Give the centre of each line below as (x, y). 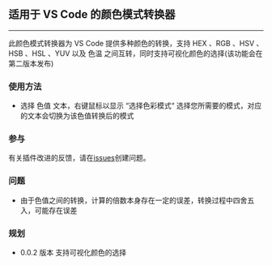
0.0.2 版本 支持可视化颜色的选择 (73, 252)
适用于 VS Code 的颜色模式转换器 (92, 15)
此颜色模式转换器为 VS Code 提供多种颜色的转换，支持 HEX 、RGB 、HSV (132, 43)
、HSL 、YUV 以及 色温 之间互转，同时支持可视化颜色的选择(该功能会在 (144, 53)
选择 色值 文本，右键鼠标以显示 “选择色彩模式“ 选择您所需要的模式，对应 (140, 106)
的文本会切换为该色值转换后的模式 (77, 116)
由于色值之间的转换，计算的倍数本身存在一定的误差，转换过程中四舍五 (137, 200)
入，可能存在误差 (49, 210)
